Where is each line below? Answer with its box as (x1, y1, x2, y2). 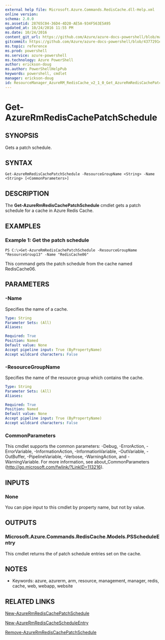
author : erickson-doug (5, 62, 52, 67)
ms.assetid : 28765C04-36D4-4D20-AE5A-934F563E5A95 (5, 21, 111, 26)
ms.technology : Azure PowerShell (5, 58, 74, 62)
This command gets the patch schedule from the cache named (5, 261, 133, 266)
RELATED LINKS (5, 597, 55, 606)
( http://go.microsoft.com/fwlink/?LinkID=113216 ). (5, 464, 104, 470)
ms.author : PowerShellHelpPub (5, 67, 67, 72)
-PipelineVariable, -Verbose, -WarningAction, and (27, 454, 127, 460)
